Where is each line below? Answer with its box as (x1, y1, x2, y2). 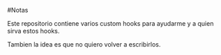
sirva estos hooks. (7, 27, 60, 35)
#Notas (7, 6, 29, 14)
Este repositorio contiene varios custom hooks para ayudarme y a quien (7, 19, 214, 27)
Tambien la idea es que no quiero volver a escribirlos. (7, 40, 161, 48)
